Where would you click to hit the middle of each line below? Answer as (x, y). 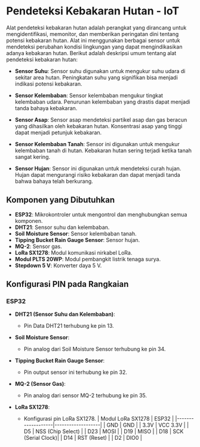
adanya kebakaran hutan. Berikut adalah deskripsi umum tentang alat (91, 53)
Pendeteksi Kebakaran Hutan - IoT (93, 11)
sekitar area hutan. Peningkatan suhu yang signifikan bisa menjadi (96, 77)
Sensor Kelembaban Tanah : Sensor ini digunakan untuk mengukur (97, 144)
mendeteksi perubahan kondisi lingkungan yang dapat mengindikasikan (94, 47)
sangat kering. (33, 156)
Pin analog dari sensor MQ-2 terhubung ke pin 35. (85, 395)
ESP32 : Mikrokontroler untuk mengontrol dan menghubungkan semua (101, 215)
